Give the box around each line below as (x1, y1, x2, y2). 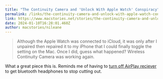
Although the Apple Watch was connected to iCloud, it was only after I (16, 38, 157, 44)
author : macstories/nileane (5, 25, 62, 30)
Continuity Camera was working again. (16, 54, 95, 60)
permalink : (5, 12, 27, 16)
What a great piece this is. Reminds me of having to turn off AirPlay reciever (5, 63, 157, 69)
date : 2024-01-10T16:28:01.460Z (5, 20, 70, 26)
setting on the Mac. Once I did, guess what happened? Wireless (16, 49, 145, 55)
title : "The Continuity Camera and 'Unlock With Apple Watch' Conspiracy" (5, 7, 160, 12)
